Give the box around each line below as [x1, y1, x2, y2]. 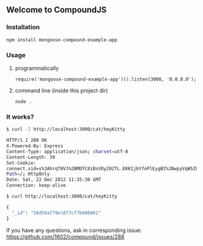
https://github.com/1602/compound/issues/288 [6, 233, 125, 240]
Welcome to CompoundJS [6, 5, 107, 15]
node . [14, 98, 32, 105]
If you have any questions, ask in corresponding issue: [6, 227, 142, 234]
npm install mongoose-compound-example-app [6, 36, 118, 43]
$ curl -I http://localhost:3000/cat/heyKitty [6, 127, 126, 133]
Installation [6, 23, 40, 32]
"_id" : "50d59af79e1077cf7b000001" [11, 210, 101, 216]
